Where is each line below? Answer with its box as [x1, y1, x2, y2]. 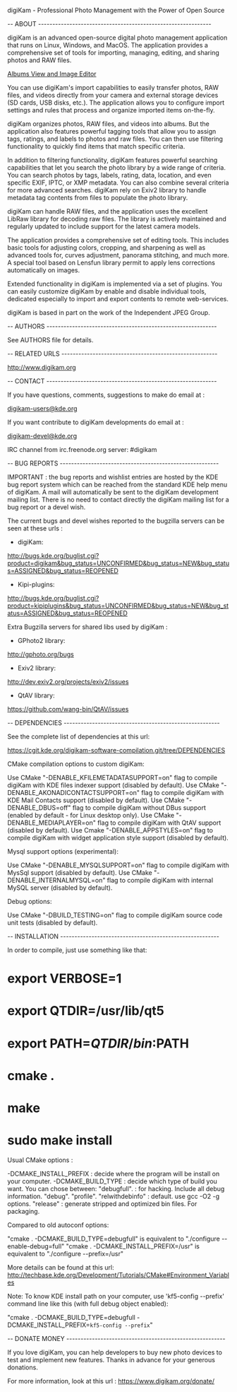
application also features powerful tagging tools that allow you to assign [7, 127, 217, 135]
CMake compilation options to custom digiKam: [7, 760, 145, 768]
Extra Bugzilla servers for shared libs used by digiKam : [7, 622, 168, 631]
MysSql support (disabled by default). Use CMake [7, 869, 153, 876]
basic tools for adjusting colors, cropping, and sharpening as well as [7, 243, 206, 252]
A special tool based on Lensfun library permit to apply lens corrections [7, 258, 215, 267]
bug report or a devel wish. [7, 503, 86, 511]
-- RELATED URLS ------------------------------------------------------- [7, 349, 218, 358]
